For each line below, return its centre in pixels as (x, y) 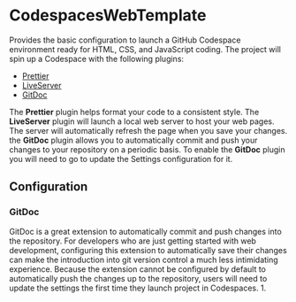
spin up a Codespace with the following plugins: (96, 58)
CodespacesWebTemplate (108, 15)
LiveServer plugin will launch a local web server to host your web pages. (142, 121)
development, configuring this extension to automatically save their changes (148, 250)
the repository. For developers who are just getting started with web (133, 241)
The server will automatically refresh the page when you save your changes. (148, 130)
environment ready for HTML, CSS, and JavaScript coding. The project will (145, 49)
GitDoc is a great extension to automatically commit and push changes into (146, 231)
